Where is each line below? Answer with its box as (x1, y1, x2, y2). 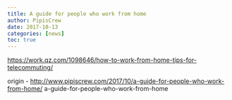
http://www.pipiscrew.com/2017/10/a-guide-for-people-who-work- (30, 77, 225, 85)
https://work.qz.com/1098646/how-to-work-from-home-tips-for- (7, 56, 197, 64)
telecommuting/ (7, 63, 54, 72)
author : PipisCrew (7, 17, 61, 24)
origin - (7, 77, 29, 85)
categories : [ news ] (7, 30, 65, 37)
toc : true (7, 37, 37, 44)
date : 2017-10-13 (7, 23, 59, 30)
